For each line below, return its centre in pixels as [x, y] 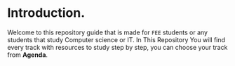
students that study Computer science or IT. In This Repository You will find [116, 39]
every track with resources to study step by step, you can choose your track [117, 47]
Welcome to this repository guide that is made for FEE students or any [108, 32]
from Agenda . [27, 55]
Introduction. [46, 13]
